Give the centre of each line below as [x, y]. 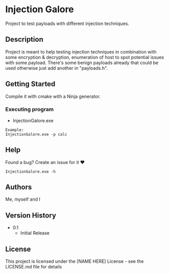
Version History [31, 215]
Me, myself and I [23, 199]
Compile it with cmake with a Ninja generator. [53, 96]
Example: [15, 130]
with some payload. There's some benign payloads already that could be [82, 63]
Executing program [30, 109]
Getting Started [30, 84]
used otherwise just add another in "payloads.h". [57, 68]
